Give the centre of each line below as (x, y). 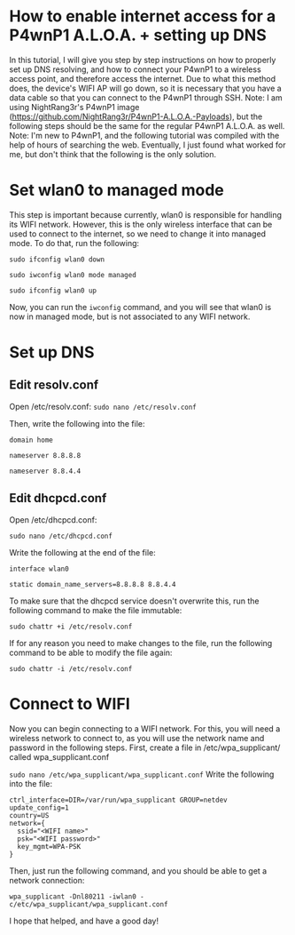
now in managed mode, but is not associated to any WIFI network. (130, 316)
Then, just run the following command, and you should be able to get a (138, 871)
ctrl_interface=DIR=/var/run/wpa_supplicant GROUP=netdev (118, 800)
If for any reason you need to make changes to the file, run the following (141, 643)
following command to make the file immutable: (96, 610)
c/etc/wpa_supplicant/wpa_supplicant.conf (89, 904)
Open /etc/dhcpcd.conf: (53, 519)
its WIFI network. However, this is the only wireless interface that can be (141, 224)
